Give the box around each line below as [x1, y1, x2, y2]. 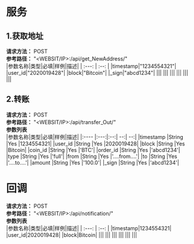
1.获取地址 [6, 31, 44, 41]
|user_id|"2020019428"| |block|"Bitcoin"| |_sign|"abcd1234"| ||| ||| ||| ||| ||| [6, 69, 189, 76]
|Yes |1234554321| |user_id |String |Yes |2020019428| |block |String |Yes [6, 140, 185, 147]
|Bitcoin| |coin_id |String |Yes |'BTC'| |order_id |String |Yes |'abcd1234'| [6, 146, 180, 153]
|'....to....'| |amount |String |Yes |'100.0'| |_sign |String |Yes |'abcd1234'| [6, 159, 179, 166]
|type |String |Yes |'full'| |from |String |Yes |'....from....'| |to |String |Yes [6, 153, 177, 160]
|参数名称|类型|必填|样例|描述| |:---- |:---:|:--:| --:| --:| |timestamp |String [6, 133, 184, 140]
